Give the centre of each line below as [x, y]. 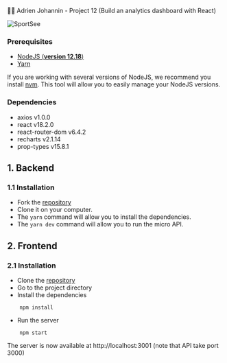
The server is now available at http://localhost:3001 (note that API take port [113, 345]
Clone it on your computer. [55, 210]
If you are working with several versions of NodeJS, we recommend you [109, 77]
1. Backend [31, 168]
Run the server [38, 320]
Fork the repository [44, 202]
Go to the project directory [55, 288]
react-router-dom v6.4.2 [51, 132]
